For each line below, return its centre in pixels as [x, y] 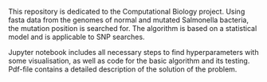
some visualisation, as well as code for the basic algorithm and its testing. [129, 61]
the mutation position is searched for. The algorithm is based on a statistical [133, 28]
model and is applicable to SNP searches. [77, 37]
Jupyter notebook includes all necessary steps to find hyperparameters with [133, 52]
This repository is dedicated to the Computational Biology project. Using [127, 12]
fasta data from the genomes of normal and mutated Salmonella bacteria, [129, 20]
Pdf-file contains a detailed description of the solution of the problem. [123, 69]
